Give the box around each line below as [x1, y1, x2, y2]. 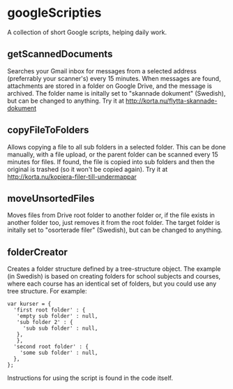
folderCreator [7, 246, 68, 258]
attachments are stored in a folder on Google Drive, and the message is [7, 82, 213, 90]
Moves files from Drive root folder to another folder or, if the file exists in [7, 211, 215, 219]
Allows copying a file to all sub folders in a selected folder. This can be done [7, 142, 226, 151]
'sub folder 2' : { [16, 319, 73, 326]
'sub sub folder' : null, [22, 325, 98, 332]
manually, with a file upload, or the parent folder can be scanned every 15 [7, 150, 218, 159]
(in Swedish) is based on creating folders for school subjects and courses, [7, 272, 221, 281]
